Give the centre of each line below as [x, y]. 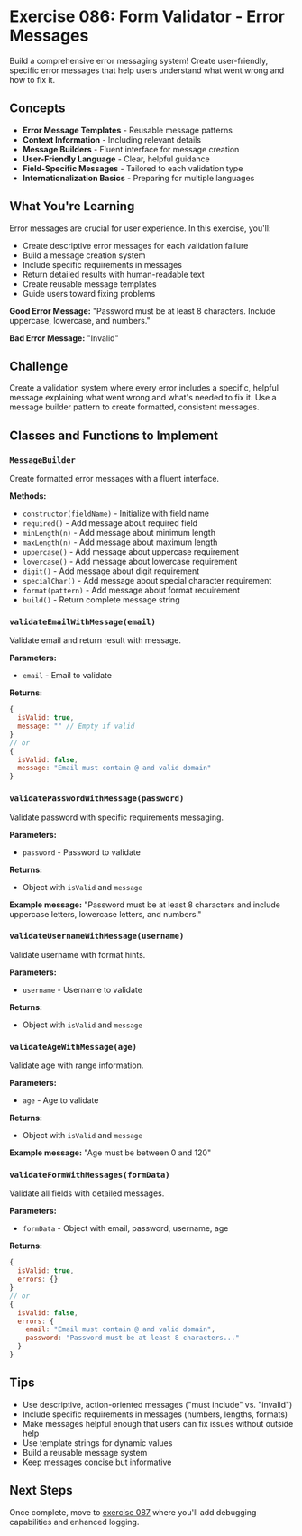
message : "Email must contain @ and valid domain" [114, 768]
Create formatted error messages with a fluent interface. [114, 479]
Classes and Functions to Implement [114, 435]
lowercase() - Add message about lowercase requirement [130, 562]
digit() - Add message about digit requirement [111, 571]
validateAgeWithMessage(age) [73, 1047]
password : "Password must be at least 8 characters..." [133, 1338]
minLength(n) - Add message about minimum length [119, 533]
